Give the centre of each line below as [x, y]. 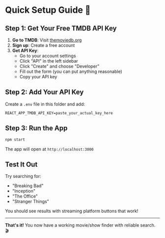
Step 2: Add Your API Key [44, 92]
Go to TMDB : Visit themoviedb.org [47, 40]
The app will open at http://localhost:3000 [49, 149]
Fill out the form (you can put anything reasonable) [71, 71]
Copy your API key [38, 77]
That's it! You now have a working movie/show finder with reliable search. [80, 225]
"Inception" [24, 191]
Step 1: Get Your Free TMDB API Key [61, 28]
